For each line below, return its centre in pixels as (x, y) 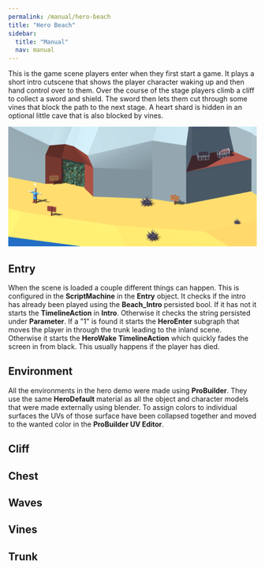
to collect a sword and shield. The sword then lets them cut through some (128, 99)
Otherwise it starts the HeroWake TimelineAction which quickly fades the (128, 338)
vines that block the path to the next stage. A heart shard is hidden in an (125, 108)
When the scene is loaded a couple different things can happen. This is (124, 288)
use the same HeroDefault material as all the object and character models (129, 399)
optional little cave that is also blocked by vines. (86, 116)
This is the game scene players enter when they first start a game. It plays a (131, 74)
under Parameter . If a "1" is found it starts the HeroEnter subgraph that (124, 321)
